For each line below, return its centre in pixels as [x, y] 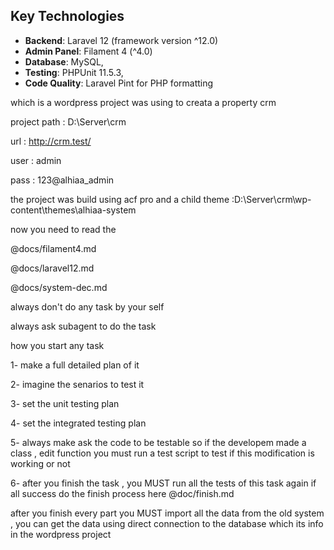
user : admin [36, 160]
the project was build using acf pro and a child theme [120, 199]
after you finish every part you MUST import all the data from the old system [167, 513]
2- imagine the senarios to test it [77, 384]
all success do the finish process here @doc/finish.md [122, 493]
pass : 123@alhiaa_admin [62, 180]
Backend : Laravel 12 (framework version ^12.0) [121, 40]
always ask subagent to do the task [83, 326]
